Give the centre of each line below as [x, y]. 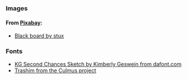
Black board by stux [39, 36]
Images [17, 8]
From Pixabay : [24, 23]
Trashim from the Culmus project [55, 70]
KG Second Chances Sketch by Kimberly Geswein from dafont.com [98, 64]
